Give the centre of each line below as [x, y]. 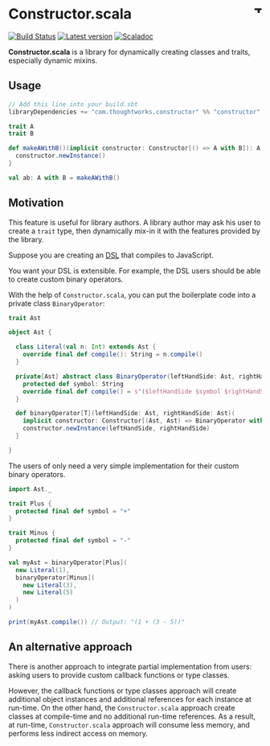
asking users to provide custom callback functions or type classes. [119, 675]
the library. [26, 239]
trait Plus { [30, 504]
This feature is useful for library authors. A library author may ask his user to [135, 222]
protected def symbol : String [74, 384]
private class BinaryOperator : [57, 303]
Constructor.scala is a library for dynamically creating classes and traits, [129, 52]
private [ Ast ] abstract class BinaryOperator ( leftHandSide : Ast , [125, 376]
